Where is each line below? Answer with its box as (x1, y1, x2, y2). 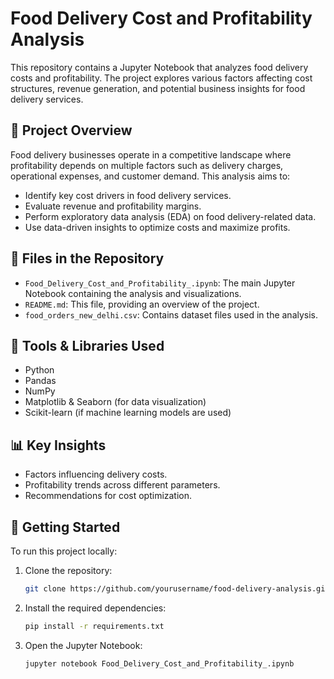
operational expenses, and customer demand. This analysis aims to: (10, 170, 291, 182)
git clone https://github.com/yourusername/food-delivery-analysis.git (24, 584, 330, 594)
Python (24, 364, 55, 376)
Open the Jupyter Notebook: (24, 639, 143, 651)
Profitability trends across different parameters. (24, 479, 221, 491)
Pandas (24, 375, 57, 387)
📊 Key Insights (10, 437, 107, 454)
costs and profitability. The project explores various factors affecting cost (10, 72, 313, 84)
